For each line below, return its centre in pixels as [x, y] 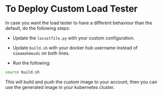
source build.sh [22, 72]
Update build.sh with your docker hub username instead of [75, 47]
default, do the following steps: [38, 28]
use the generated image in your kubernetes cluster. [60, 87]
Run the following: [31, 63]
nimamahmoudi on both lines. [41, 53]
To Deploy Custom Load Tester [72, 9]
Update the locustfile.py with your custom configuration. [74, 38]
